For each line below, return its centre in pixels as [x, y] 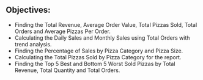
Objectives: [28, 10]
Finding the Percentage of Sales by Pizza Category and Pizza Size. [99, 51]
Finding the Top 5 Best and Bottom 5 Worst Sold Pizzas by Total [95, 64]
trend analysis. [33, 44]
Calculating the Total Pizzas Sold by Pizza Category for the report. [98, 57]
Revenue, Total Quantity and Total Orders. [67, 70]
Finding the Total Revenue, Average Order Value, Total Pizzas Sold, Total [106, 24]
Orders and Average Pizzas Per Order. [62, 31]
